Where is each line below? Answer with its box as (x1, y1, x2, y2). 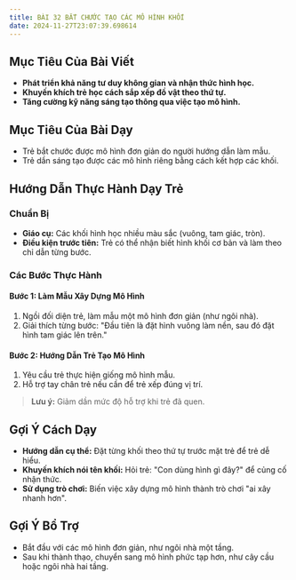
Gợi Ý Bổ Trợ (9, 519, 80, 534)
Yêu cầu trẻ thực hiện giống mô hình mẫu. (21, 369, 176, 380)
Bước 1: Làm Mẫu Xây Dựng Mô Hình (9, 290, 145, 302)
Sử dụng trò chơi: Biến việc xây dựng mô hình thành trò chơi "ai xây (21, 483, 271, 494)
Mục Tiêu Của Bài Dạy (9, 122, 133, 138)
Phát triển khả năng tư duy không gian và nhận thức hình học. (21, 77, 255, 89)
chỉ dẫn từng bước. (21, 246, 92, 258)
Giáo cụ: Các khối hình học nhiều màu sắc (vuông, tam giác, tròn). (21, 227, 266, 238)
